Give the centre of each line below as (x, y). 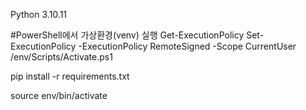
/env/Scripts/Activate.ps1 (61, 57)
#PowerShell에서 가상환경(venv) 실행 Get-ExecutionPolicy (127, 35)
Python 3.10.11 (39, 14)
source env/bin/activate (59, 95)
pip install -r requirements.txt (70, 76)
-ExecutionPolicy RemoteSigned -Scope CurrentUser (187, 46)
